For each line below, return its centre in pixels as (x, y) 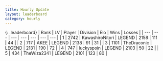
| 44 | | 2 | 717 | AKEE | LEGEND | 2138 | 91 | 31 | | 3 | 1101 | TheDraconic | (79, 43)
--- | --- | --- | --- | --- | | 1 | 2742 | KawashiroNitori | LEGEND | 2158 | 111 (84, 38)
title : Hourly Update (27, 10)
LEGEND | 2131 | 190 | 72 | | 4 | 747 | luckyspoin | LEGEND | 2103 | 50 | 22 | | (82, 48)
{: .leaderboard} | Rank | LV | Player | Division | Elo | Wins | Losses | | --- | (79, 33)
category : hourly (23, 19)
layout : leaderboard (26, 14)
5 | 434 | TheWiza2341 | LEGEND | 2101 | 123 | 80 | (56, 53)
